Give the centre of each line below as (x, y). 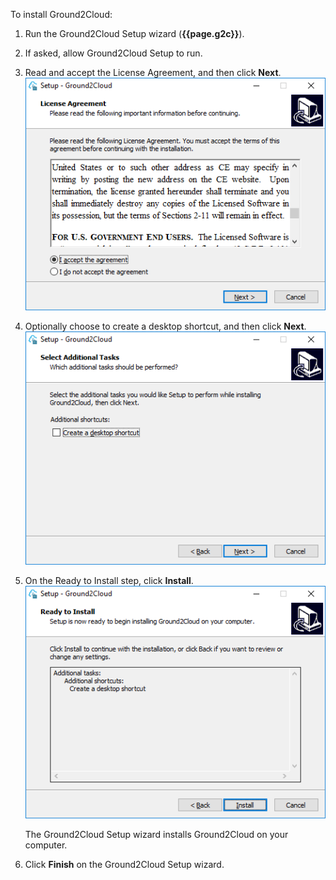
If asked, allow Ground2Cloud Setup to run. (113, 53)
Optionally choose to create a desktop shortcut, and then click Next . (165, 326)
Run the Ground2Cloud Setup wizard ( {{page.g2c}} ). (134, 33)
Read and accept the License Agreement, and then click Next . (153, 72)
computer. (46, 845)
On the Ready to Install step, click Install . (109, 580)
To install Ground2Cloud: (61, 14)
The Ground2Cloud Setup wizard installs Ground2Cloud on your (156, 835)
